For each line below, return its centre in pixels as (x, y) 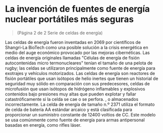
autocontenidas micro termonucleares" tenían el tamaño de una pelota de (79, 63)
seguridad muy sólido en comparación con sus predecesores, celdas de (77, 83)
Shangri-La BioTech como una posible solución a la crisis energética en (77, 47)
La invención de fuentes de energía (77, 9)
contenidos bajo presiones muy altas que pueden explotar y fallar (71, 94)
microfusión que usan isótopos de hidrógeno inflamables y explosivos (75, 89)
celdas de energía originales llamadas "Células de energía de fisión (72, 57)
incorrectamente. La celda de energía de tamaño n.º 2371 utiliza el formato (80, 104)
